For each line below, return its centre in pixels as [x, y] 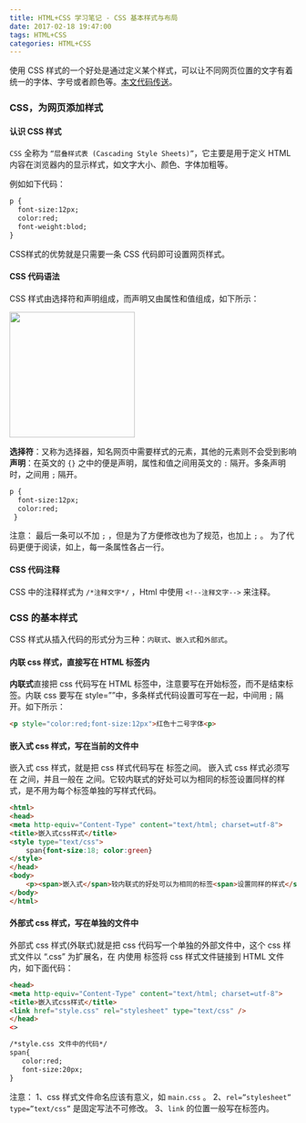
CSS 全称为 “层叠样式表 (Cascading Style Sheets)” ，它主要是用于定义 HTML [150, 153]
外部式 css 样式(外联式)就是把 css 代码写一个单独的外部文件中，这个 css [145, 945]
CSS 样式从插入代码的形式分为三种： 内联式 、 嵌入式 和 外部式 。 [121, 639]
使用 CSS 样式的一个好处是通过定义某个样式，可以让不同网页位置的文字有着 [152, 70]
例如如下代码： [37, 184]
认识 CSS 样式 [36, 131]
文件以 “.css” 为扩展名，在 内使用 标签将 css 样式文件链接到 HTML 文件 [151, 956]
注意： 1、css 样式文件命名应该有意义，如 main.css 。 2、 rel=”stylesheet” [150, 1097]
